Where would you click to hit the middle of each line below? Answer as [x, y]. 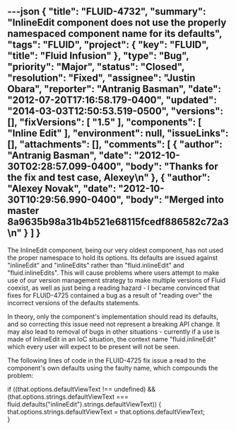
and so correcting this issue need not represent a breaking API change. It [114, 324]
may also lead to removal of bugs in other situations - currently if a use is [114, 332]
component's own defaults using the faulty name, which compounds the [113, 368]
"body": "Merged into [175, 200]
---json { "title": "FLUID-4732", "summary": [107, 12]
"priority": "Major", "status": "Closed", [96, 67]
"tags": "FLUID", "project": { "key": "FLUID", [108, 45]
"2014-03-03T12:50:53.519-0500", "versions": [116, 112]
